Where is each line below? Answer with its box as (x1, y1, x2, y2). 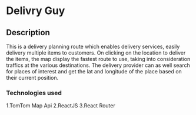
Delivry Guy (6, 4, 65, 18)
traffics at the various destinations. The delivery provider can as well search (6, 62, 190, 69)
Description (6, 28, 50, 38)
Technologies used (6, 89, 62, 97)
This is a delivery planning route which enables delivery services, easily (6, 43, 180, 50)
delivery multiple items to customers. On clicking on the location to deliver (6, 49, 186, 56)
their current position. (6, 75, 59, 81)
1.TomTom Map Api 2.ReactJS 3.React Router (6, 102, 116, 109)
